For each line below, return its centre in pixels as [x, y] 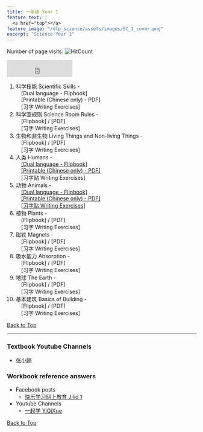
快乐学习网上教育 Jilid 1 [53, 396]
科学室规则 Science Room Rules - [57, 115]
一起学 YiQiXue [43, 410]
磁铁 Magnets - [34, 235]
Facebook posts [36, 389]
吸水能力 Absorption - [42, 256]
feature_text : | [27, 17]
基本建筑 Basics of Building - [51, 299]
